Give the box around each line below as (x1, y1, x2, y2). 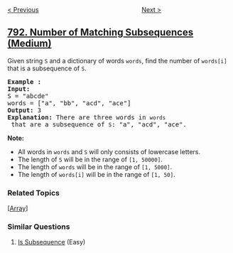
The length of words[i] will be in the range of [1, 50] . (17, 170, 175, 178)
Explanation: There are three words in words (7, 113, 166, 122)
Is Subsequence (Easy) (17, 238, 86, 247)
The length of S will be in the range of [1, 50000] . (17, 155, 163, 163)
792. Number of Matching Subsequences (7, 26, 194, 38)
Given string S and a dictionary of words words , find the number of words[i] (7, 56, 227, 65)
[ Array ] (7, 204, 28, 212)
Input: (7, 85, 31, 93)
